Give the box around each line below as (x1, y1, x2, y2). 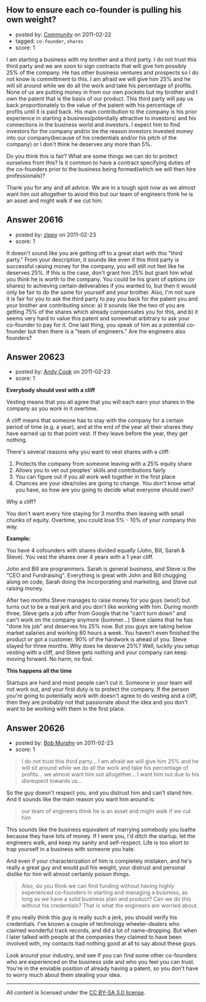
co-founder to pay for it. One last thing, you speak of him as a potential (6, 321, 186, 328)
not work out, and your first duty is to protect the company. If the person (6, 685, 189, 693)
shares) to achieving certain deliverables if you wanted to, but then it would (6, 282, 197, 289)
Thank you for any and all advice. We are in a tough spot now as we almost (6, 183, 196, 191)
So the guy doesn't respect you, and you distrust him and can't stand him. (6, 789, 193, 796)
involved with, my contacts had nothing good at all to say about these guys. (6, 940, 197, 947)
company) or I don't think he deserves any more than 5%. (6, 141, 152, 148)
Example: (6, 535, 31, 542)
